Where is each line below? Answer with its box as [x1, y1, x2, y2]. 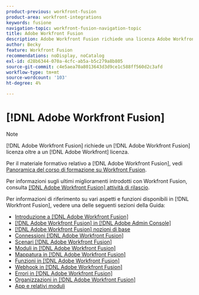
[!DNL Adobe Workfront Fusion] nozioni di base [14, 226, 130, 233]
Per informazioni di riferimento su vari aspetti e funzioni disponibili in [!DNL [6, 195, 190, 202]
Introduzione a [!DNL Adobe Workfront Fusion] [14, 213, 129, 220]
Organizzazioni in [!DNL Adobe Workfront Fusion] [14, 276, 136, 283]
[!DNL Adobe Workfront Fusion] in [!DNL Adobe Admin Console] [14, 219, 172, 226]
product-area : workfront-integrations [6, 14, 102, 20]
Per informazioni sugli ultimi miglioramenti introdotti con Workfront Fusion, [6, 177, 188, 184]
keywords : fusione [6, 20, 52, 25]
